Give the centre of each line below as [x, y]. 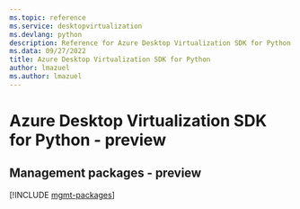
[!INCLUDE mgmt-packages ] [62, 195]
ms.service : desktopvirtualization [76, 26]
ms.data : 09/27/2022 [48, 51]
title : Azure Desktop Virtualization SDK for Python [110, 59]
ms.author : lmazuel [46, 77]
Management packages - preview [106, 173]
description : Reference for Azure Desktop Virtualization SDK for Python [150, 43]
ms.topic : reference [48, 18]
